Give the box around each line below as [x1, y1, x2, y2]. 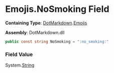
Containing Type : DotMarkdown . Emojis [5, 20, 87, 26]
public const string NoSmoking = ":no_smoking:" [5, 39, 109, 44]
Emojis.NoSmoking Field [5, 3, 109, 15]
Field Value [5, 51, 33, 58]
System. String [5, 62, 35, 68]
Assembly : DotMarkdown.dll [5, 29, 65, 35]
